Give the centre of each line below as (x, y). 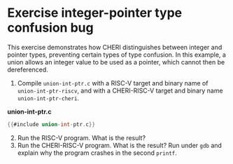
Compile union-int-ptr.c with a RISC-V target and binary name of (113, 83)
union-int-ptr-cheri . (48, 98)
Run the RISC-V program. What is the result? (81, 137)
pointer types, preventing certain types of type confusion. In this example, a (116, 55)
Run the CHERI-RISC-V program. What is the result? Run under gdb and (120, 145)
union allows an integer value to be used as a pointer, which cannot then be (116, 62)
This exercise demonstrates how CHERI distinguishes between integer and (115, 47)
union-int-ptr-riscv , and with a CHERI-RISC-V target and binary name (120, 90)
